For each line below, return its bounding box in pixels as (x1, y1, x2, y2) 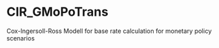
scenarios (6, 34, 35, 42)
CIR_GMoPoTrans (6, 4, 108, 20)
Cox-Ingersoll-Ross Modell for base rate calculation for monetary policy (6, 27, 212, 35)
